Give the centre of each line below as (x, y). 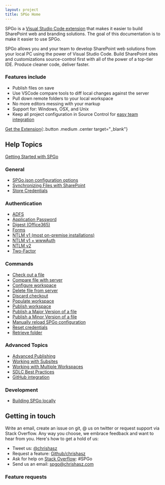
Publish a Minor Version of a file (45, 317)
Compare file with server (37, 280)
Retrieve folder (27, 333)
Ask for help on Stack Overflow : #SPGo (52, 459)
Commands (19, 264)
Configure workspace (34, 285)
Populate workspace (33, 301)
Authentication (23, 203)
